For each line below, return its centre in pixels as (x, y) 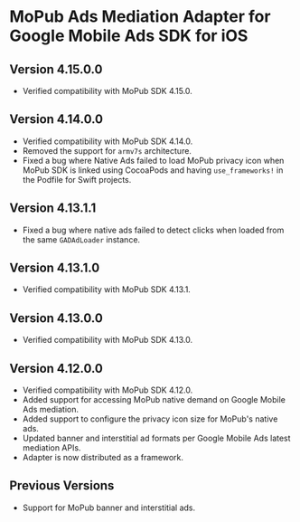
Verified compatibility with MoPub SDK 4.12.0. (108, 390)
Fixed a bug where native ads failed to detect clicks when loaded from (153, 230)
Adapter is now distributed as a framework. (103, 458)
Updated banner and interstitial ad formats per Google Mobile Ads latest (156, 438)
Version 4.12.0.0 (56, 368)
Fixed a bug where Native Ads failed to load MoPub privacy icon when (153, 160)
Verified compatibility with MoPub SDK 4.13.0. (108, 340)
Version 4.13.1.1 (53, 209)
